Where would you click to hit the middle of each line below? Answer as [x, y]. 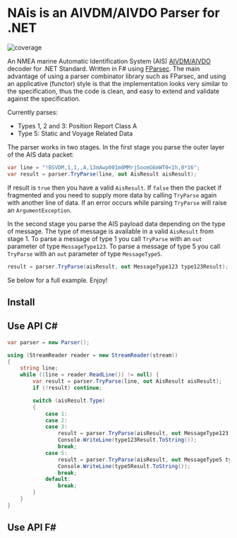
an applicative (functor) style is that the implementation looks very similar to [117, 83]
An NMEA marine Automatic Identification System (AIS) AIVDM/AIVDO [109, 61]
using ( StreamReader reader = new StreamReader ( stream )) [93, 355]
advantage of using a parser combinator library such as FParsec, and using [117, 76]
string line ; [39, 368]
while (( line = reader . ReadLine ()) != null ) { [90, 375]
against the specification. [44, 98]
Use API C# [32, 326]
